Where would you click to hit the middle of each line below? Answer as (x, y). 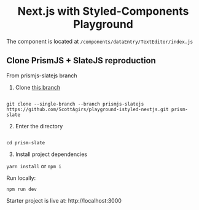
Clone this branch (38, 87)
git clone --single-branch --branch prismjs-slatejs (75, 104)
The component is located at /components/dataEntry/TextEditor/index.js (100, 41)
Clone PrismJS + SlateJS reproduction (81, 60)
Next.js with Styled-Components (103, 11)
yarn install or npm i (34, 166)
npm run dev (21, 189)
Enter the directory (39, 126)
